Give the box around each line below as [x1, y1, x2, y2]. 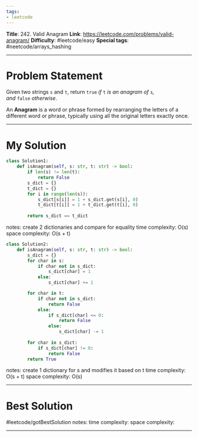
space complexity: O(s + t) [6, 230, 71, 236]
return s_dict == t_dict [27, 213, 88, 219]
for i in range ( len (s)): [27, 191, 88, 197]
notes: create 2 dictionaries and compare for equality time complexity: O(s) [6, 224, 189, 231]
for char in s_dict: [27, 340, 78, 346]
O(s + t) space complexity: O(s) [6, 373, 82, 380]
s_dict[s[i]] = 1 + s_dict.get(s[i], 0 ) [37, 196, 138, 202]
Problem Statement [6, 69, 103, 83]
